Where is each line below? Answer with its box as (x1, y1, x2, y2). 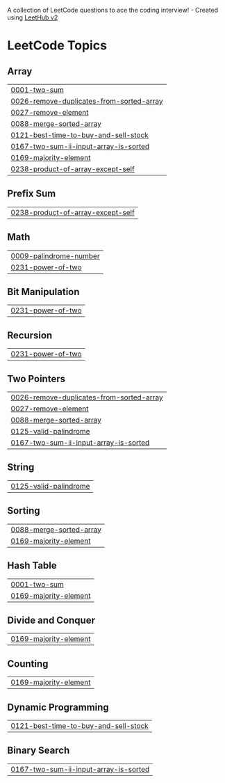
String (7, 461, 35, 473)
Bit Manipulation (7, 286, 80, 298)
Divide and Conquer (7, 614, 96, 626)
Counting (7, 658, 49, 670)
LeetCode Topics (7, 38, 108, 54)
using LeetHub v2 (7, 13, 58, 22)
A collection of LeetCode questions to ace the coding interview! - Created (7, 6, 219, 14)
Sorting (7, 505, 40, 517)
